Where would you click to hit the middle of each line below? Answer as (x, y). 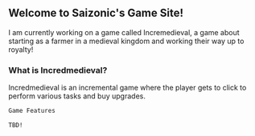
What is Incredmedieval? (58, 70)
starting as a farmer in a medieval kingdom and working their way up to (126, 41)
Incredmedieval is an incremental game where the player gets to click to (127, 88)
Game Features (32, 111)
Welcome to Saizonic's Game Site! (96, 13)
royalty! (21, 49)
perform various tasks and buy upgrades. (77, 96)
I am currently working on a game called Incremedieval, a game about (124, 32)
